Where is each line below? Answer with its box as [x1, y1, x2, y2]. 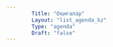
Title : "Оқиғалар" [31, 10, 85, 17]
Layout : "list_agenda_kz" [31, 17, 107, 23]
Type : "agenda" [31, 23, 76, 30]
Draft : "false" [31, 29, 76, 37]
